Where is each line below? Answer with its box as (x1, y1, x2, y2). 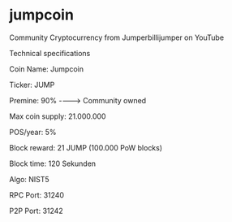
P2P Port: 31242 (9, 206, 63, 215)
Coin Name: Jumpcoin (9, 63, 84, 74)
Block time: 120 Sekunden (9, 159, 97, 168)
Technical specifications (9, 48, 91, 58)
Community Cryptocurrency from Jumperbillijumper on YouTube (9, 33, 225, 42)
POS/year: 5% (9, 127, 57, 137)
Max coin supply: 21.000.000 (9, 111, 106, 121)
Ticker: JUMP (9, 80, 55, 89)
